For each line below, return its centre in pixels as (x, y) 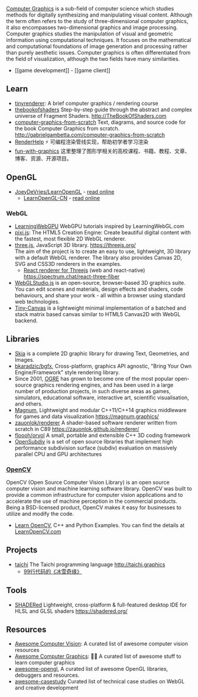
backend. (26, 320)
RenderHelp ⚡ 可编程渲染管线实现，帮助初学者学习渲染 (82, 142)
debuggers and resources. (47, 675)
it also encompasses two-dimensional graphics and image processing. (92, 27)
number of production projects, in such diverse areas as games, (92, 391)
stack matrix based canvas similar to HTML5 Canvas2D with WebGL (98, 314)
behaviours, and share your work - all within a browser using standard (100, 295)
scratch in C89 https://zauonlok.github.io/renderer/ (77, 429)
